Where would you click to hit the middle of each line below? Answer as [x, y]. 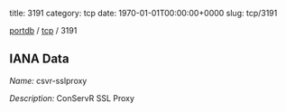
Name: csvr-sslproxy [48, 80]
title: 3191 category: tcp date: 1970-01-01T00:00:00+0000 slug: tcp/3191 [143, 13]
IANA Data [39, 59]
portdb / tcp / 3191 [43, 30]
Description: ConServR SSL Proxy [72, 98]
